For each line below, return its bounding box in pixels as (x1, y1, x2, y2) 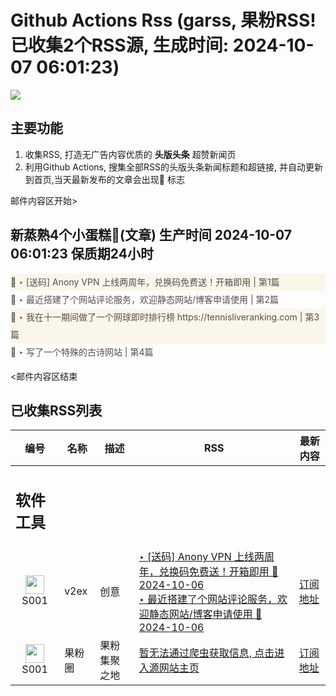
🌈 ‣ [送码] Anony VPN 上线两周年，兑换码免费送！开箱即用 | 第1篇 (10, 276, 280, 288)
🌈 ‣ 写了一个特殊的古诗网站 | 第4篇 (10, 346, 154, 358)
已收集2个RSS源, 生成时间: (10, 34, 230, 57)
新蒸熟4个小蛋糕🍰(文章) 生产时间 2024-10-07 (10, 227, 293, 244)
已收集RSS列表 (10, 402, 103, 419)
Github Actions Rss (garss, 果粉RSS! (10, 9, 317, 32)
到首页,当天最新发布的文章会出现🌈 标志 (24, 173, 185, 185)
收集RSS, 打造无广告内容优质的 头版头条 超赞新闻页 (24, 148, 237, 160)
